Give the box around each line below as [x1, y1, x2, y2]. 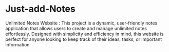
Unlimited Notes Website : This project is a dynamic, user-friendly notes [5, 20, 158, 26]
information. [5, 41, 31, 47]
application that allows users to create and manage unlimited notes [5, 25, 147, 31]
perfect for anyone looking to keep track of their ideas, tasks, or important [5, 36, 162, 42]
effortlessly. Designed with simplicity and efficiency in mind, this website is [5, 31, 164, 37]
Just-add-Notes [5, 3, 76, 15]
